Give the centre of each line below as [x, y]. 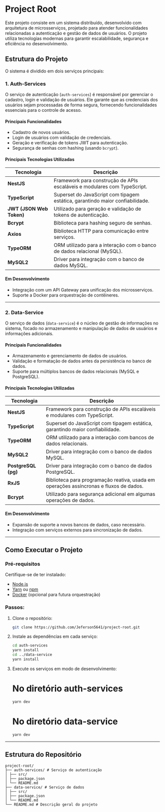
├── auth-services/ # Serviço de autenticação [54, 770]
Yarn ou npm [25, 589]
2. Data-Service [24, 312]
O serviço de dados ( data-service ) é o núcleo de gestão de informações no [82, 323]
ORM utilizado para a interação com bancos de [100, 438]
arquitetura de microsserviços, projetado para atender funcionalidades [77, 28]
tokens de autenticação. [82, 215]
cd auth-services [30, 646]
